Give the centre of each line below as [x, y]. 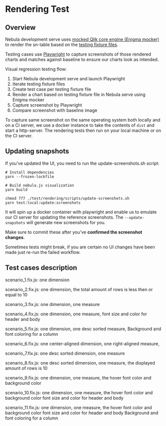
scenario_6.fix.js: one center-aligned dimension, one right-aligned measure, [82, 344]
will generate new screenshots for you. [66, 222]
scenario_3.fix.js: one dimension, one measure [53, 304]
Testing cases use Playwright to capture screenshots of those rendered [78, 54]
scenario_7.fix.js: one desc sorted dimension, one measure [65, 353]
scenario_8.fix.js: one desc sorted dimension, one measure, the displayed [80, 363]
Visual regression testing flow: [36, 69]
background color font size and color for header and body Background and [82, 413]
